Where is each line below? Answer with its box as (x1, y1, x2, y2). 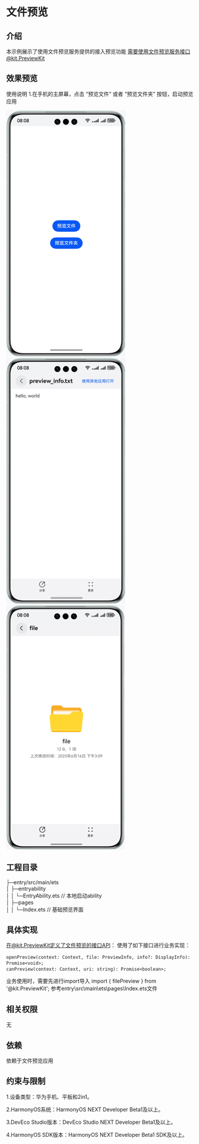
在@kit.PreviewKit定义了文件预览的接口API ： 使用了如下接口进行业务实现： (6, 942, 191, 949)
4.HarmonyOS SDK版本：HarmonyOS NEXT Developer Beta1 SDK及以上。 (6, 1131, 188, 1138)
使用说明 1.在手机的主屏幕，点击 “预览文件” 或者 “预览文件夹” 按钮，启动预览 (6, 90, 194, 97)
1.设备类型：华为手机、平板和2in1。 (6, 1093, 93, 1100)
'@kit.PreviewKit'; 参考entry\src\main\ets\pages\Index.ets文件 (6, 985, 158, 992)
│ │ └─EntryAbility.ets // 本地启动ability (6, 892, 102, 899)
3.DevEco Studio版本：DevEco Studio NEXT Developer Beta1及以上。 (6, 1118, 176, 1126)
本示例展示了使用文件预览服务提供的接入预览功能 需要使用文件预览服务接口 (6, 48, 191, 55)
